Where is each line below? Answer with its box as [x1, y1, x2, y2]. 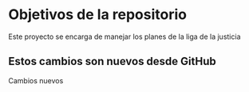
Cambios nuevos [8, 75, 64, 85]
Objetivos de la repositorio [8, 6, 188, 24]
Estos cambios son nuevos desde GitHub [8, 55, 217, 68]
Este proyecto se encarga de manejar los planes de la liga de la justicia [8, 32, 241, 41]
